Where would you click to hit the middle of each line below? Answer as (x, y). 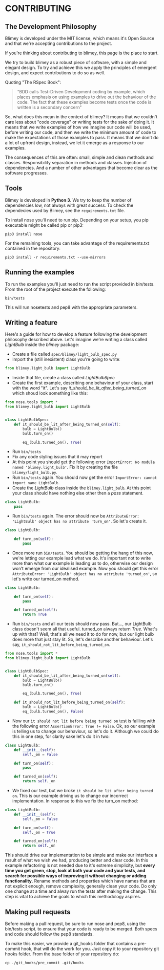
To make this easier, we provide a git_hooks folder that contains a (71, 943)
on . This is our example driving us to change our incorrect (70, 796)
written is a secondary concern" (49, 107)
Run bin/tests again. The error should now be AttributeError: (76, 516)
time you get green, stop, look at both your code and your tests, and (75, 871)
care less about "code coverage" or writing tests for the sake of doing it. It (80, 122)
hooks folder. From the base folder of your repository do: (62, 954)
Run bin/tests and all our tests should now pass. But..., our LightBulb (82, 624)
